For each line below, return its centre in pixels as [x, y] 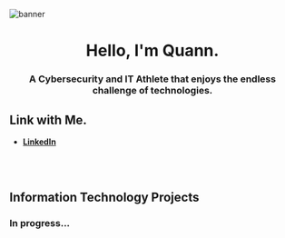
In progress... [40, 223]
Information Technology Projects [104, 198]
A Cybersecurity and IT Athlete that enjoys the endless [152, 79]
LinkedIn [39, 142]
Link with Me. [49, 119]
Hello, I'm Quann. [152, 51]
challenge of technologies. [152, 91]
